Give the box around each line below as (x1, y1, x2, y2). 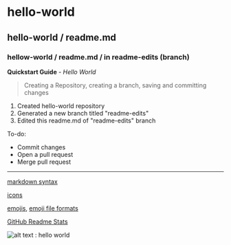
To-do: (7, 129, 26, 138)
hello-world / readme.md (7, 32, 117, 43)
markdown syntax (7, 177, 58, 186)
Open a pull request (16, 150, 74, 158)
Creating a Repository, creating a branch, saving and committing (23, 81, 207, 89)
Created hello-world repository (16, 101, 105, 110)
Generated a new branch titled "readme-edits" (16, 109, 149, 117)
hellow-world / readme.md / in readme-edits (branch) (7, 52, 190, 62)
